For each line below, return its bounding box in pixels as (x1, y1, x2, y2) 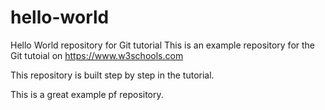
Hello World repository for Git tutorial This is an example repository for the (10, 39, 316, 51)
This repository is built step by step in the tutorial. (10, 69, 215, 81)
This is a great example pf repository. (10, 88, 164, 100)
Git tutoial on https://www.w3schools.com (10, 49, 184, 61)
